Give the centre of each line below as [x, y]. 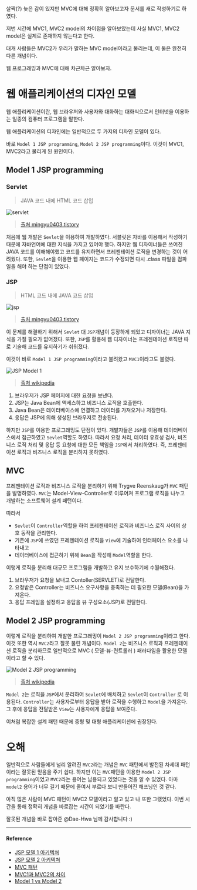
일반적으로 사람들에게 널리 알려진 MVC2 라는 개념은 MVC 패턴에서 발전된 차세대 [93, 765]
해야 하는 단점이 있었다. [43, 266]
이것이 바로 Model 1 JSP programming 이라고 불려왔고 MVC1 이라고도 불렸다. [91, 359]
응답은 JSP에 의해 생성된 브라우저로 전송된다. [66, 417]
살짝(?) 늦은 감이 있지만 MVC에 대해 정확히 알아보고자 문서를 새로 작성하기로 [93, 9]
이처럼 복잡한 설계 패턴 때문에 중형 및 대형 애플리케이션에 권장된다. [82, 721]
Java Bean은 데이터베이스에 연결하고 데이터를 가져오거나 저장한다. [91, 410]
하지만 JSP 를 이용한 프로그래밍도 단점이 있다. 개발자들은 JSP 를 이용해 [84, 430]
